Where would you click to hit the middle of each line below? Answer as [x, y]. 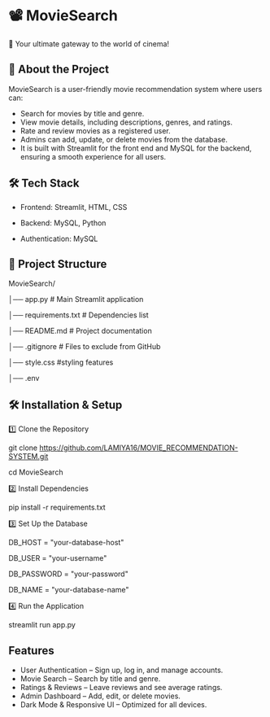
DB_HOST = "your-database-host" [66, 543]
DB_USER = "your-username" [58, 558]
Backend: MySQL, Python [63, 223]
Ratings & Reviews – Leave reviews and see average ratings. [121, 687]
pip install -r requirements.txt [57, 507]
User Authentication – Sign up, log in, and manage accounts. [122, 670]
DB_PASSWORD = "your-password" [68, 574]
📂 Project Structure [58, 264]
